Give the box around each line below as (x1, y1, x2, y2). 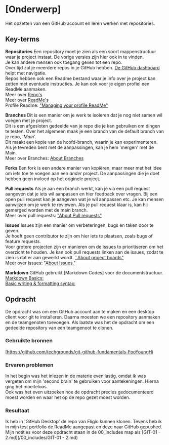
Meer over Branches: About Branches (5, 155, 84, 161)
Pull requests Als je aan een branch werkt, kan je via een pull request (5, 185, 150, 191)
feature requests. (5, 238, 41, 244)
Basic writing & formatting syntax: (5, 280, 76, 287)
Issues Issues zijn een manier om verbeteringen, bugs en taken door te (5, 222, 154, 228)
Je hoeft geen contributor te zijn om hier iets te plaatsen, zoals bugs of (5, 233, 153, 239)
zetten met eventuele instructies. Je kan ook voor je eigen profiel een (5, 80, 150, 87)
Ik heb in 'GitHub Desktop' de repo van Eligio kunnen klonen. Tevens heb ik (5, 419, 162, 425)
